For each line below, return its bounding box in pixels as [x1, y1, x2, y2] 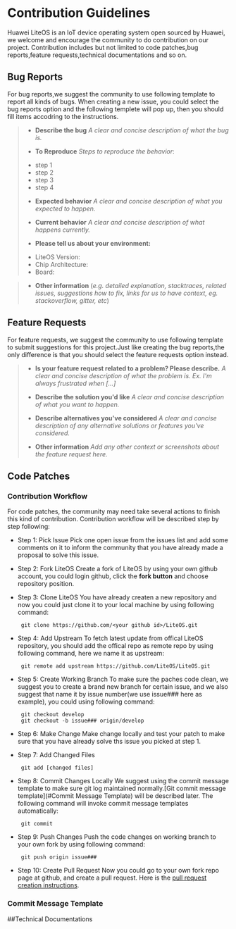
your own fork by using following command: [17, 840, 146, 849]
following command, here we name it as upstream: [17, 649, 164, 658]
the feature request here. [35, 449, 108, 459]
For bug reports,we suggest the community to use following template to [7, 89, 216, 98]
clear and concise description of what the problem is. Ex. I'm [35, 371, 213, 380]
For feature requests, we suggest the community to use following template [7, 335, 223, 344]
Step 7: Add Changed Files [17, 751, 95, 759]
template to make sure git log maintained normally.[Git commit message [17, 784, 227, 793]
